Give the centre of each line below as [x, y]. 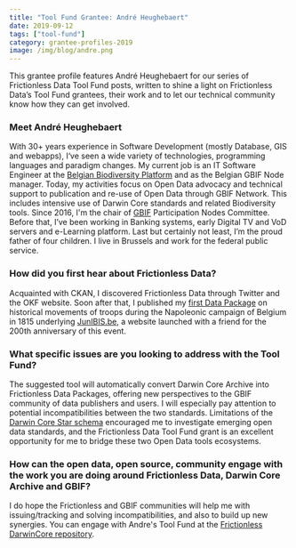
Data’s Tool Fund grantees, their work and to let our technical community [142, 95]
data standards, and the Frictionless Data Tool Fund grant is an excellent [141, 431]
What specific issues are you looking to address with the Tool [144, 354]
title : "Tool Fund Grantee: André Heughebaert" [99, 17]
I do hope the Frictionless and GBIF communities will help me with [130, 506]
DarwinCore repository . [52, 534]
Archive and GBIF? [50, 486]
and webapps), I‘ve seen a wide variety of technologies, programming [137, 156]
